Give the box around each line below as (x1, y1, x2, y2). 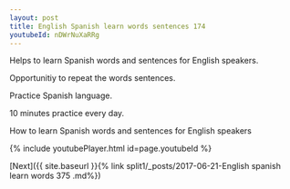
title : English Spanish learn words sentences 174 (9, 22, 206, 31)
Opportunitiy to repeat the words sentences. (9, 73, 176, 84)
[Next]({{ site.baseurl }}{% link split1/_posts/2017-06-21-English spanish (9, 161, 281, 172)
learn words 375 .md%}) (9, 170, 102, 182)
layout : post (9, 13, 59, 23)
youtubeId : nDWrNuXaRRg (9, 30, 100, 39)
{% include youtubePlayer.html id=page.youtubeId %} (9, 143, 212, 154)
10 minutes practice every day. (9, 108, 125, 119)
